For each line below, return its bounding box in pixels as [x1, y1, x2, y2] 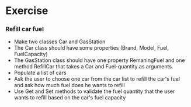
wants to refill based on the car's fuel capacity [13, 94, 126, 101]
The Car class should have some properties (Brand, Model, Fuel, [13, 44, 169, 51]
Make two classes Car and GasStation [13, 38, 106, 45]
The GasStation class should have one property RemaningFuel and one [13, 57, 185, 64]
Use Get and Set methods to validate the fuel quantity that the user [13, 88, 175, 95]
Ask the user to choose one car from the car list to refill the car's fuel [13, 75, 180, 82]
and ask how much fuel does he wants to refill [13, 82, 125, 89]
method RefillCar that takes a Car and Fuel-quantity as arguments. [13, 63, 173, 70]
